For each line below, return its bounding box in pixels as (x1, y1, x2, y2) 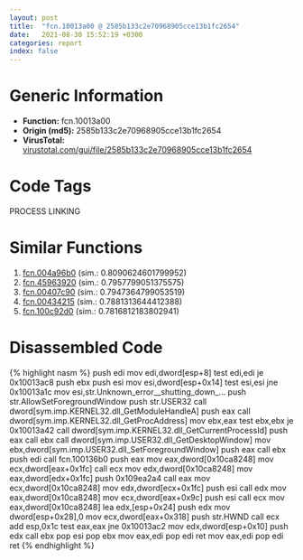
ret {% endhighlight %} (9, 539, 95, 551)
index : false (9, 47, 59, 56)
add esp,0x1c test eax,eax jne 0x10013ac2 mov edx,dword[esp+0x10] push (9, 520, 289, 531)
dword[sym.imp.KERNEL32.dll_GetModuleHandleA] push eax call (9, 406, 251, 416)
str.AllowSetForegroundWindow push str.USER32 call (9, 396, 207, 406)
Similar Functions (9, 238, 142, 258)
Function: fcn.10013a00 (22, 116, 111, 126)
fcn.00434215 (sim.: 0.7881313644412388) (22, 295, 183, 307)
